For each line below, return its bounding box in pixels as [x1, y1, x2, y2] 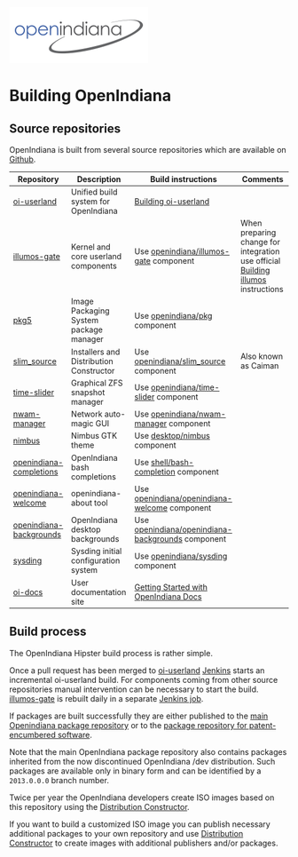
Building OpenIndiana [9, 86, 171, 106]
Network [70, 409, 103, 419]
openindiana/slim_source [134, 355, 226, 366]
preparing [240, 227, 277, 237]
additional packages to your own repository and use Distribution [9, 828, 244, 838]
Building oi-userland [134, 195, 210, 206]
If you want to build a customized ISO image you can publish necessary [9, 819, 271, 829]
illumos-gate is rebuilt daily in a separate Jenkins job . [9, 693, 204, 703]
